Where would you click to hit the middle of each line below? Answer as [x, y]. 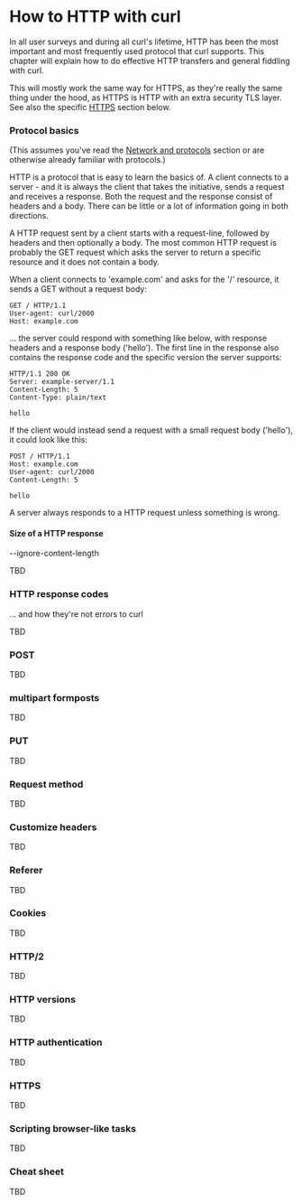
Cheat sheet [37, 1171]
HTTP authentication [56, 1042]
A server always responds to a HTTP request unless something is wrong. [145, 513]
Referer [26, 871]
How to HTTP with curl [96, 17]
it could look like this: [49, 440]
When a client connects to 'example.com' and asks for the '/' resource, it [144, 280]
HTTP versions [43, 1000]
